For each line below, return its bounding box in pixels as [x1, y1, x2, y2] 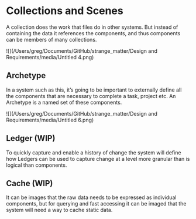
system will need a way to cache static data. [6, 207, 113, 214]
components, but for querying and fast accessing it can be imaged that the [6, 200, 187, 207]
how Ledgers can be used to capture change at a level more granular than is [6, 155, 190, 162]
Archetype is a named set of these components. [6, 99, 122, 106]
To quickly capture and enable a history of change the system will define [6, 149, 181, 156]
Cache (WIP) [6, 178, 53, 188]
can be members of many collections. [6, 36, 97, 43]
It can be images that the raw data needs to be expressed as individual [6, 194, 177, 201]
